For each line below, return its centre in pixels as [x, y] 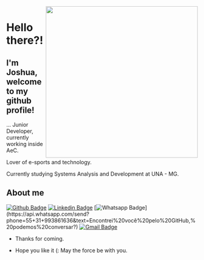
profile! [20, 110]
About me [25, 193]
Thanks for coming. [39, 238]
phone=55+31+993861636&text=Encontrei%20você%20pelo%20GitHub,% [101, 220]
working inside [25, 144]
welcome [24, 82]
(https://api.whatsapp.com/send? [48, 214]
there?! [25, 40]
